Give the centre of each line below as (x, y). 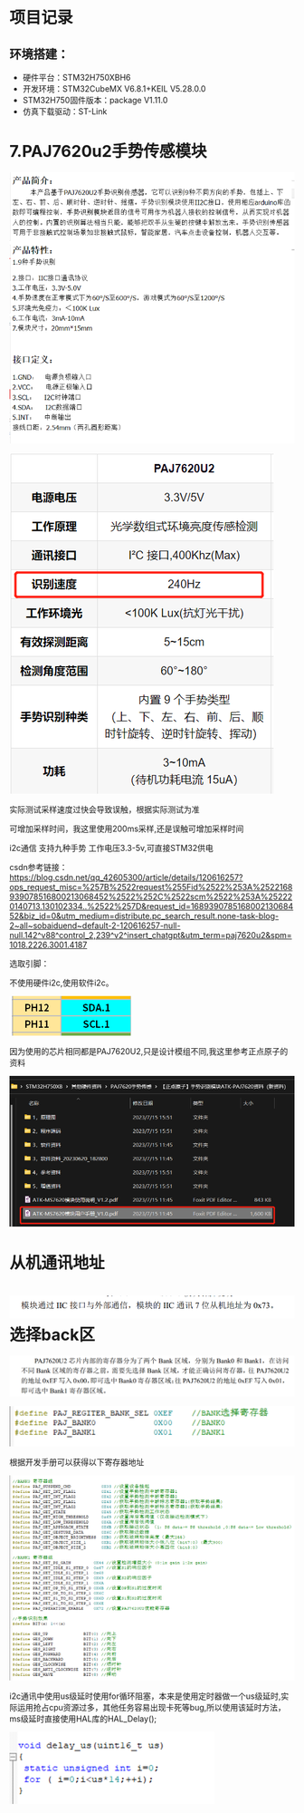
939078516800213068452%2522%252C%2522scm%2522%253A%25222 (151, 897)
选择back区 (52, 1335)
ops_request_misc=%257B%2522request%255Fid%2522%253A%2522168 (151, 887)
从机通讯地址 (57, 1263)
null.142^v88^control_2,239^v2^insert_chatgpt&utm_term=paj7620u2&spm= (151, 936)
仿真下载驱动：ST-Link (65, 111)
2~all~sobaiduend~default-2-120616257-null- (95, 926)
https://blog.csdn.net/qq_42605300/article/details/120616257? (126, 877)
